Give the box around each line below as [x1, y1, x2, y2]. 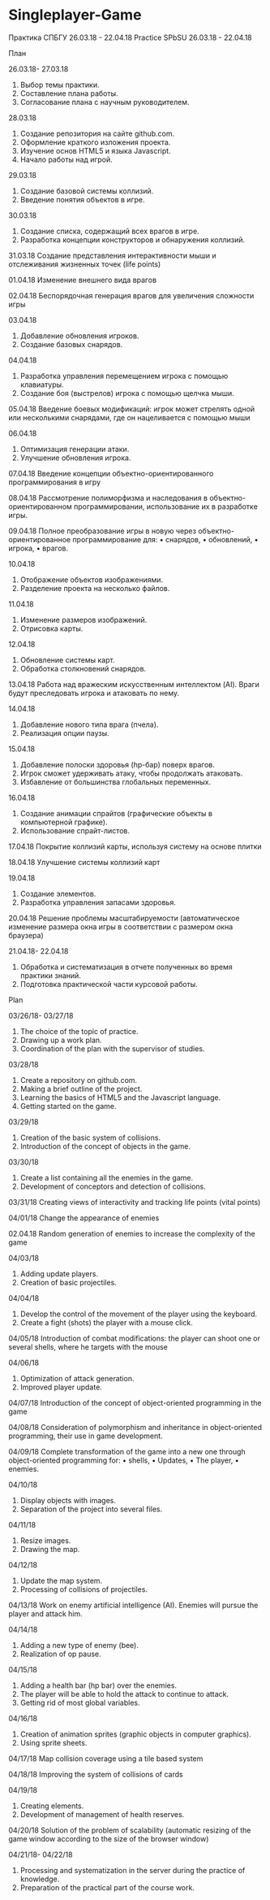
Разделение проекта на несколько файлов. [19, 583, 170, 593]
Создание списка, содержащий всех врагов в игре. [19, 226, 200, 236]
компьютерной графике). [19, 817, 108, 827]
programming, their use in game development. [8, 1431, 164, 1441]
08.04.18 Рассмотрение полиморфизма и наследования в [8, 493, 208, 502]
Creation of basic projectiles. [19, 1277, 118, 1287]
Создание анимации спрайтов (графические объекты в [19, 808, 213, 818]
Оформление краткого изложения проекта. [19, 137, 171, 147]
